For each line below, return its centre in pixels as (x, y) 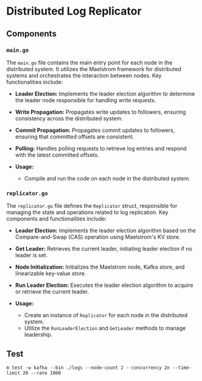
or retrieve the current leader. (52, 292)
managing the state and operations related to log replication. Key (87, 212)
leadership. (38, 335)
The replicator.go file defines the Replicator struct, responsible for (92, 206)
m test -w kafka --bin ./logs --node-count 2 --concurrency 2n (88, 368)
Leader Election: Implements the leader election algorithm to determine (105, 94)
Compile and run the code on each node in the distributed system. (107, 178)
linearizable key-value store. (50, 273)
